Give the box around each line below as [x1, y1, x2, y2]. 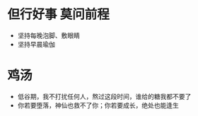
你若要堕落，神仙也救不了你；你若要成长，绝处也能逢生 [17, 100, 179, 110]
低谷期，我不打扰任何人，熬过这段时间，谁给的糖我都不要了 [17, 92, 192, 100]
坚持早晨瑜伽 [17, 40, 55, 48]
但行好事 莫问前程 [7, 6, 110, 23]
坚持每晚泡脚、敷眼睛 [17, 31, 80, 40]
